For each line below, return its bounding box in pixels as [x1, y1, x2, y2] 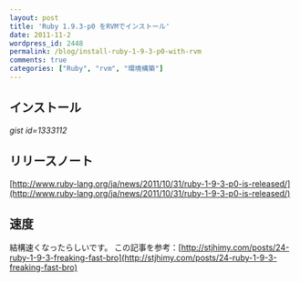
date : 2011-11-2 [9, 30, 71, 39]
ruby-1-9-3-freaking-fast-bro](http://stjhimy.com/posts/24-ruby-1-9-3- [9, 252, 277, 264]
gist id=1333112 [9, 125, 67, 136]
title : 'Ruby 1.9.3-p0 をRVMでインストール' [9, 22, 171, 31]
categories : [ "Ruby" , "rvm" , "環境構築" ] [9, 65, 164, 74]
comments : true [9, 55, 67, 65]
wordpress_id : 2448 [9, 38, 84, 48]
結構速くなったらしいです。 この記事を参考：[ [9, 242, 182, 253]
